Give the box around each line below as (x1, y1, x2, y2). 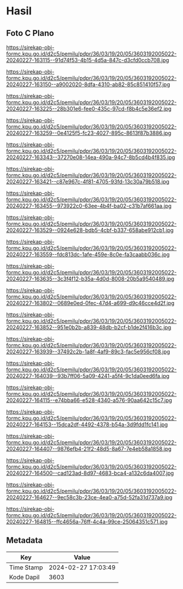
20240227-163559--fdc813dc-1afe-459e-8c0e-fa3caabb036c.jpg (6, 251, 170, 258)
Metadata (6, 535, 43, 545)
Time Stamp (9, 563, 44, 572)
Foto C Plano (6, 28, 54, 38)
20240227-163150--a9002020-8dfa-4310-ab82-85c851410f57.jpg (6, 81, 170, 88)
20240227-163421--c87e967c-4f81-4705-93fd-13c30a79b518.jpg (6, 178, 170, 185)
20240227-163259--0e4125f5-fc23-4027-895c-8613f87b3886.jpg (6, 130, 172, 136)
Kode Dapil (9, 573, 40, 581)
